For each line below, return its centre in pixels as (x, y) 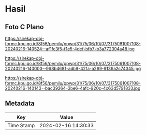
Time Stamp (21, 125)
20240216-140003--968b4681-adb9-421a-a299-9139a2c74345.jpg (73, 68)
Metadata (20, 104)
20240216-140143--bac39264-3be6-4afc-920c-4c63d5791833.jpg (73, 88)
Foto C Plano (24, 27)
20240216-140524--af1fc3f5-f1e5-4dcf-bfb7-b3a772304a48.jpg (70, 49)
